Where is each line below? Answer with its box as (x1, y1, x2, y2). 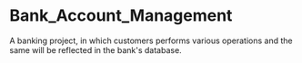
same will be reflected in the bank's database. (9, 44, 182, 55)
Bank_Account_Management (9, 5, 233, 26)
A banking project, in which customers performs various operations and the (9, 35, 293, 46)
